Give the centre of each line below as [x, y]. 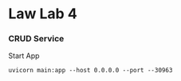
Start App [24, 56]
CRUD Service [36, 39]
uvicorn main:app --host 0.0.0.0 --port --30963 [90, 71]
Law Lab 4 [43, 14]
